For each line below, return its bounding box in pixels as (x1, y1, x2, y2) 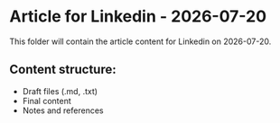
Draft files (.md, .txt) (22, 85, 98, 96)
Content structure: (9, 62, 117, 77)
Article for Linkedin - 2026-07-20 (9, 6, 267, 27)
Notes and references (22, 105, 104, 116)
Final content (22, 95, 72, 106)
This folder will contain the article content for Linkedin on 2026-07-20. (9, 36, 272, 47)
